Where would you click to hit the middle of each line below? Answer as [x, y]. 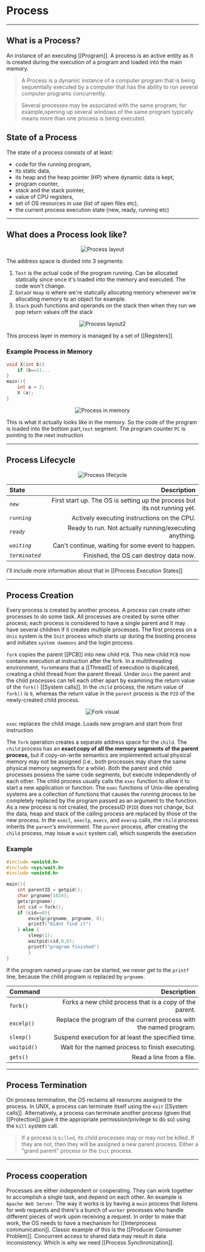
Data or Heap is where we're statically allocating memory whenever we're [106, 293]
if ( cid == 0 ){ [34, 913]
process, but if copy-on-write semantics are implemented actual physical [99, 755]
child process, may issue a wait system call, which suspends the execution [102, 833]
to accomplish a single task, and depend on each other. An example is [94, 1197]
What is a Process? [43, 41]
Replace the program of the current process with [126, 1019]
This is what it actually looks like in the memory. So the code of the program [102, 422]
